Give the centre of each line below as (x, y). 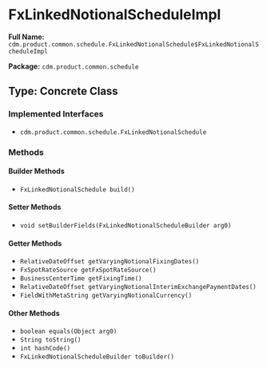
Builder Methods (37, 171)
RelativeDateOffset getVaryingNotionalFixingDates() (110, 262)
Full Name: (26, 37)
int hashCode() (45, 349)
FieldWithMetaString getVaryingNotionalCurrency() (106, 296)
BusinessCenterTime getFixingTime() (81, 279)
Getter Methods (35, 243)
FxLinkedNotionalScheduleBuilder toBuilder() (97, 357)
